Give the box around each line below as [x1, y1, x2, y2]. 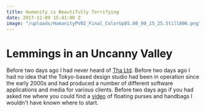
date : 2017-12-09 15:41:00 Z [6, 15, 81, 21]
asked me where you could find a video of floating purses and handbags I [6, 93, 193, 100]
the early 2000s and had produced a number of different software [6, 80, 174, 87]
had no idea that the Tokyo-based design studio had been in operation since [6, 73, 199, 81]
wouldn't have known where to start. [6, 99, 99, 107]
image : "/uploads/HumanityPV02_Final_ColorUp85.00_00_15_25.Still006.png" [6, 20, 202, 26]
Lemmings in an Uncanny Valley [6, 46, 173, 60]
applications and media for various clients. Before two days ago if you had [6, 86, 194, 93]
